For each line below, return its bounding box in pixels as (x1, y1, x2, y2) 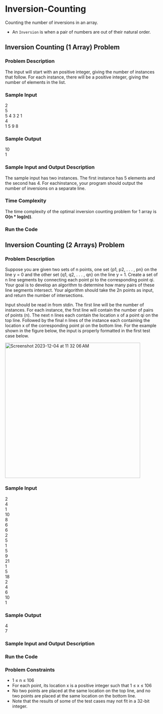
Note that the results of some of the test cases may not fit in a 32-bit (12, 698, 150, 704)
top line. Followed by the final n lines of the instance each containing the (5, 317, 150, 323)
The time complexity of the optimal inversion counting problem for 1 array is (5, 208, 157, 214)
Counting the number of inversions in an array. (5, 20, 98, 25)
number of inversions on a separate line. (5, 185, 86, 191)
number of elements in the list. (5, 79, 66, 85)
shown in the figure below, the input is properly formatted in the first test (5, 328, 150, 334)
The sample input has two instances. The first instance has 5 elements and (5, 175, 155, 181)
